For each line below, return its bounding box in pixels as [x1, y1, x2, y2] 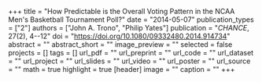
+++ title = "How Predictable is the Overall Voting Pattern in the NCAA [8, 7, 235, 16]
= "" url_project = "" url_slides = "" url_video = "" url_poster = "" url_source [8, 56, 251, 66]
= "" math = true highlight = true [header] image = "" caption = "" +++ [8, 65, 235, 73]
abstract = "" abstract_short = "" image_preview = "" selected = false [8, 40, 233, 49]
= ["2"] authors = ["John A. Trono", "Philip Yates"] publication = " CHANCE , [8, 23, 249, 32]
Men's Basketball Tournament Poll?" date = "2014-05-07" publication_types [8, 15, 254, 24]
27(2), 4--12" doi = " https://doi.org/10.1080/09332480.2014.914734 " [8, 31, 231, 41]
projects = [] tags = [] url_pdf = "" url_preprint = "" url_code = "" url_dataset [8, 48, 254, 57]
